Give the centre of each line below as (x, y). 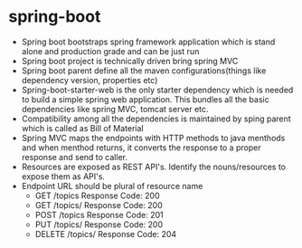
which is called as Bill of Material (82, 128)
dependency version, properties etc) (90, 80)
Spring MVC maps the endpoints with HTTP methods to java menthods (153, 138)
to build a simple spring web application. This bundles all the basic (145, 99)
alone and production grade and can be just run (110, 51)
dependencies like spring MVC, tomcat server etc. (115, 109)
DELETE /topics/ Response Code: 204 (106, 234)
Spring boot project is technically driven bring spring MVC (130, 61)
